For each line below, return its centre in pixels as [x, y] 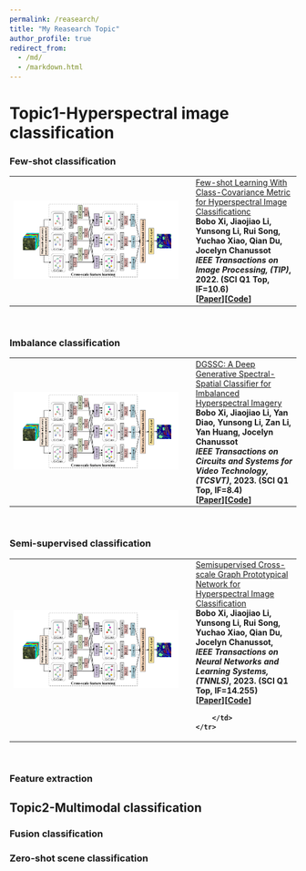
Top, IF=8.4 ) [219, 490]
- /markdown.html [51, 67]
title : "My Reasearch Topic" [65, 29]
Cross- [272, 565]
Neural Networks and [237, 661]
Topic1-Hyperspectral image [119, 113]
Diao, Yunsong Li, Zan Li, [243, 422]
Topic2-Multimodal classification [106, 808]
